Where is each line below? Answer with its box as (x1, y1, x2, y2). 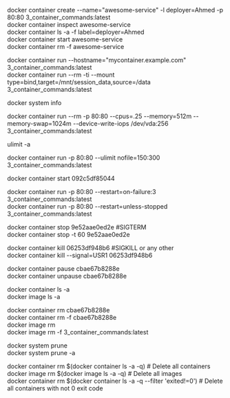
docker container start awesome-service (7, 35, 123, 44)
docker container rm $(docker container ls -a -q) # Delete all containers (7, 362, 211, 370)
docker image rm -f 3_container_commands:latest (7, 328, 149, 336)
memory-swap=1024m (7, 120, 72, 127)
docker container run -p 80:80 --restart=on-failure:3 (7, 188, 156, 196)
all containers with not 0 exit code (7, 384, 103, 392)
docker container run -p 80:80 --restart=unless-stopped (7, 202, 168, 210)
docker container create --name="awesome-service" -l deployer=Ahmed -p (7, 6, 224, 14)
